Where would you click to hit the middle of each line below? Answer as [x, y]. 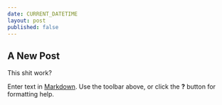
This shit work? [30, 73]
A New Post [34, 56]
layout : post [27, 21]
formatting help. [31, 94]
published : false [33, 27]
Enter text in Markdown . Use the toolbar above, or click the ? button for [111, 87]
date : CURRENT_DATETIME [43, 14]
